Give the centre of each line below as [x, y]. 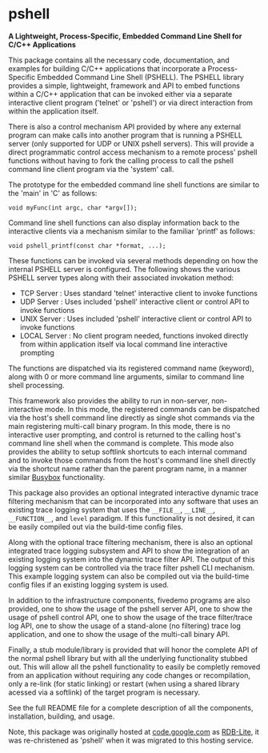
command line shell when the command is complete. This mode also [121, 443]
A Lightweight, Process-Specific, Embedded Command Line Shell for [125, 36]
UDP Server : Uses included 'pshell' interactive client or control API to [134, 302]
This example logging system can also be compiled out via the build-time [129, 576]
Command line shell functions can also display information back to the [124, 222]
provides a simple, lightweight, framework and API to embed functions [124, 86]
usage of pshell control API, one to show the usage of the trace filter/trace [130, 617]
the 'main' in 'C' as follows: [53, 193]
